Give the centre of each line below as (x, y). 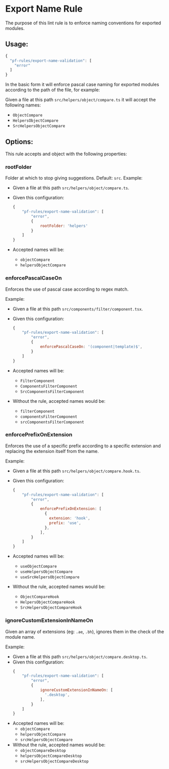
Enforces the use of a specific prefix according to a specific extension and (83, 446)
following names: (23, 105)
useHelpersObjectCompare (46, 572)
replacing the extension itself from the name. (52, 451)
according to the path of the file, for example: (53, 90)
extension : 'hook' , (70, 518)
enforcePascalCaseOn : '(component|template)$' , (91, 347)
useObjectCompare (39, 567)
